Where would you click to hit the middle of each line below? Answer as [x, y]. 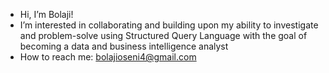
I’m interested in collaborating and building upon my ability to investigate [169, 25]
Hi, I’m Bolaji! [46, 14]
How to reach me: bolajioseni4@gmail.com [108, 57]
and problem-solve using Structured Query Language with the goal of [163, 35]
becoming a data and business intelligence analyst [124, 46]
